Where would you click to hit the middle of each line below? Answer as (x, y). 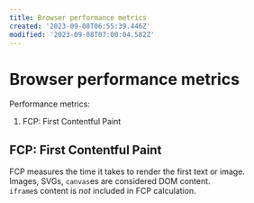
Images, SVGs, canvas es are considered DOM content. (110, 181)
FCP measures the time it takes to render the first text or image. (127, 171)
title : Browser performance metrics (78, 18)
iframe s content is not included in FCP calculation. (103, 191)
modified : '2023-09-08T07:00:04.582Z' (82, 34)
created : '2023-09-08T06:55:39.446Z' (80, 26)
